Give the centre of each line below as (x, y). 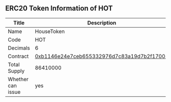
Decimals (19, 48)
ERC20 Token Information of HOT (59, 8)
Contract (18, 56)
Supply (16, 71)
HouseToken (50, 31)
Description (102, 22)
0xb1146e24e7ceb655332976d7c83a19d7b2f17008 (102, 56)
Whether (18, 79)
